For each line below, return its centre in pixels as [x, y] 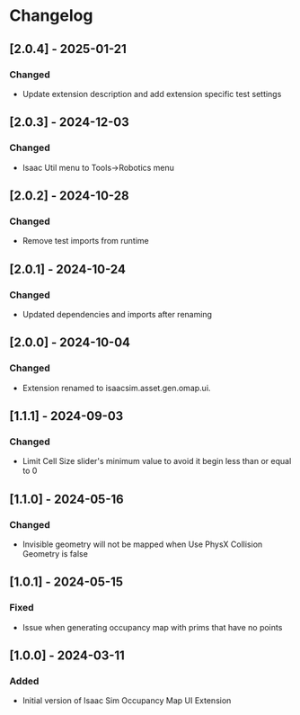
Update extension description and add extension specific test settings [152, 94]
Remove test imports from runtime [86, 241]
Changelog [51, 16]
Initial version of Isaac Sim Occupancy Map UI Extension [127, 701]
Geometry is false [55, 554]
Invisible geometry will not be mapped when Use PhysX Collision [142, 544]
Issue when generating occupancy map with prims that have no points [152, 627]
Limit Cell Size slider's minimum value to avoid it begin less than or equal [157, 461]
